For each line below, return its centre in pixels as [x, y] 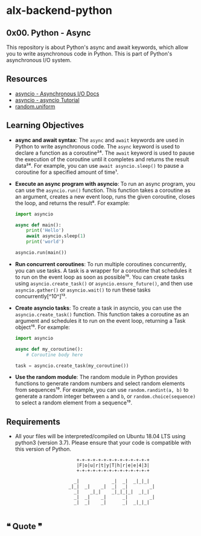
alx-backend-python [59, 11]
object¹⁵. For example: [43, 327]
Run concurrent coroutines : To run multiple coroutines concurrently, [101, 264]
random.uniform [35, 106]
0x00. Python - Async [49, 33]
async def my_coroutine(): [49, 349]
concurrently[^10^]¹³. [41, 296]
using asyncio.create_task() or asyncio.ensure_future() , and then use [104, 283]
